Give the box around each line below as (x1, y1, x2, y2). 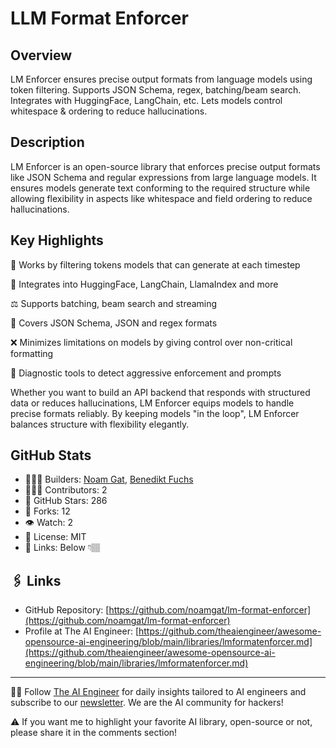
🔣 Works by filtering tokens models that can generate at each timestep (10, 258, 301, 271)
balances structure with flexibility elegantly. (10, 418, 190, 430)
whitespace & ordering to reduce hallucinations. (10, 105, 208, 117)
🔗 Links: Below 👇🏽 (24, 542, 101, 554)
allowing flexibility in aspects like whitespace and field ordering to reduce (10, 192, 313, 204)
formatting (10, 347, 54, 359)
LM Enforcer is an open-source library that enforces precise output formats (10, 160, 321, 172)
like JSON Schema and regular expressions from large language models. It (10, 171, 317, 183)
